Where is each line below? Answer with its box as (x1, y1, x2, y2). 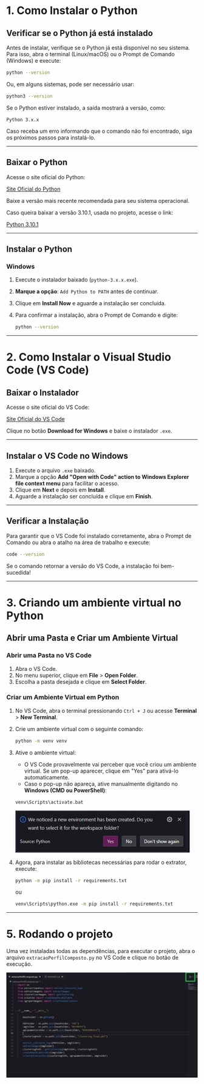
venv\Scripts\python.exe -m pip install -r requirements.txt (15, 901, 174, 907)
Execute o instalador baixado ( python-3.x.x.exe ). (15, 276, 138, 283)
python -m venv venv (15, 738, 67, 744)
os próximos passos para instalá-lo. (6, 133, 96, 141)
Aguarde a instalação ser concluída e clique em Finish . (15, 492, 153, 500)
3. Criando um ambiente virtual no (6, 595, 182, 609)
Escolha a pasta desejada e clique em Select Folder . (15, 678, 147, 685)
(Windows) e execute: (6, 57, 61, 64)
